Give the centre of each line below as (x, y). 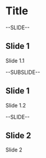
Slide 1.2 (16, 105)
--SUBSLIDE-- (23, 72)
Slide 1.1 (15, 60)
